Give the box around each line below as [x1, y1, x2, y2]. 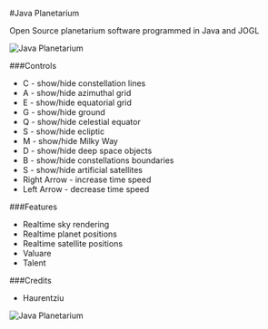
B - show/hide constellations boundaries [22, 155, 174, 166]
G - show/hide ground [22, 107, 106, 117]
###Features [9, 201, 57, 212]
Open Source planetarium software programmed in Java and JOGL [9, 25, 260, 35]
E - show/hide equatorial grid [22, 97, 132, 108]
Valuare [22, 248, 52, 258]
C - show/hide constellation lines [22, 78, 146, 89]
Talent [22, 257, 47, 268]
